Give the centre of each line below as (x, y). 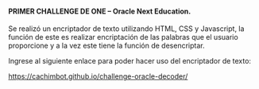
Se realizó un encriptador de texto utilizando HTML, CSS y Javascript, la (126, 29)
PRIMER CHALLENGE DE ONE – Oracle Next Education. (100, 11)
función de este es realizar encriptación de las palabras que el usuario (123, 37)
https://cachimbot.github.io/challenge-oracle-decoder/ (98, 76)
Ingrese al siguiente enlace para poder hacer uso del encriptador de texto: (130, 61)
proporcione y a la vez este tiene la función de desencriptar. (106, 46)
